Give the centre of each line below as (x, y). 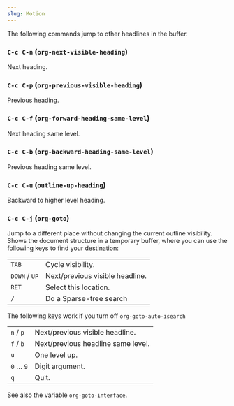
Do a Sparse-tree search (86, 299)
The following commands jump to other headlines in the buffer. (97, 34)
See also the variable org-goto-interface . (67, 395)
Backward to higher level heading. (56, 201)
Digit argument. (60, 366)
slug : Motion (26, 14)
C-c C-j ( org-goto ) (38, 219)
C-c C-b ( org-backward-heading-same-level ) (80, 152)
